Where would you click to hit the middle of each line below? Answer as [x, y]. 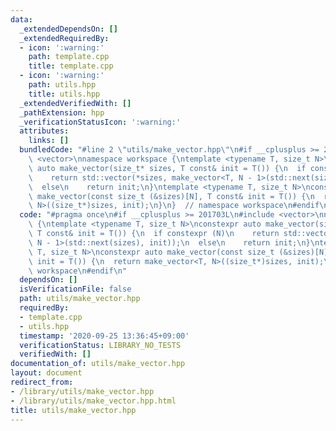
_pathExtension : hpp [62, 112]
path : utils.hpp [62, 85]
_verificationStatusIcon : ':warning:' [100, 122]
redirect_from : [42, 382]
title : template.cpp [71, 66]
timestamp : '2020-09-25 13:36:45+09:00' [104, 336]
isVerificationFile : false [75, 289]
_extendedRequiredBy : [64, 38]
